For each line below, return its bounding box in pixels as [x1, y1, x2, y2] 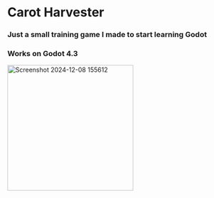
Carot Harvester [7, 4, 105, 21]
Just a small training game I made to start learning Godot [7, 30, 208, 40]
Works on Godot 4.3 [7, 49, 78, 59]
